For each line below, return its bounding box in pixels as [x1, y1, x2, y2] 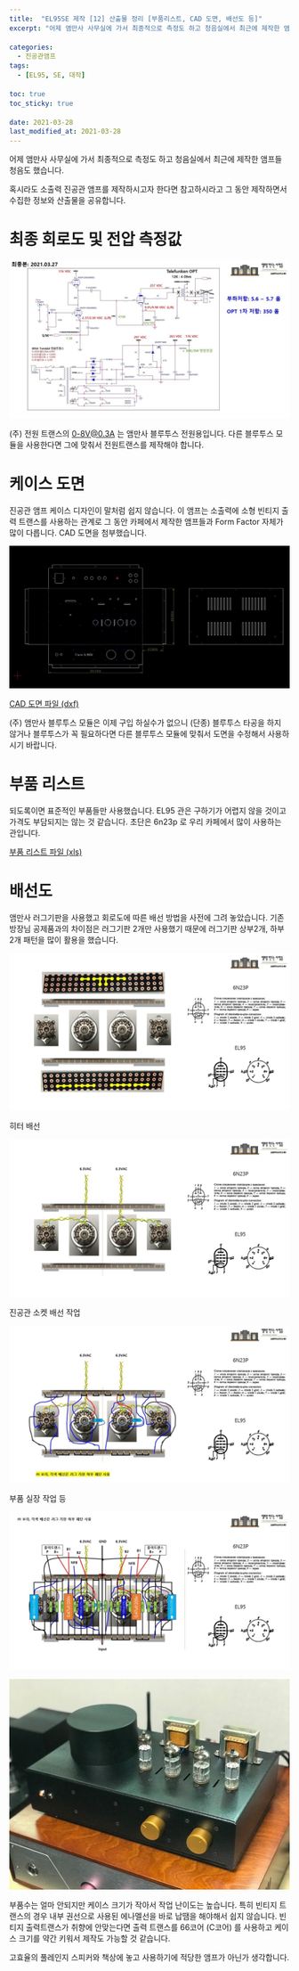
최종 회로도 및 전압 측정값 [9, 230, 182, 249]
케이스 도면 [9, 473, 85, 494]
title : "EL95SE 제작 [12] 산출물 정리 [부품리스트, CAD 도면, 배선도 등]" [9, 14, 263, 23]
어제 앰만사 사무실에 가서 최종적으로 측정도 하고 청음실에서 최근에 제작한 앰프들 [9, 154, 283, 165]
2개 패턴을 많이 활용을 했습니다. [9, 934, 118, 945]
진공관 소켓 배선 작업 [9, 1306, 81, 1318]
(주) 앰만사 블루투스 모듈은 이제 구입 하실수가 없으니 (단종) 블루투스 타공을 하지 [9, 717, 282, 728]
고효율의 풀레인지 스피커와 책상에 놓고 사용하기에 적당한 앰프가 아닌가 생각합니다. [9, 1951, 290, 1962]
